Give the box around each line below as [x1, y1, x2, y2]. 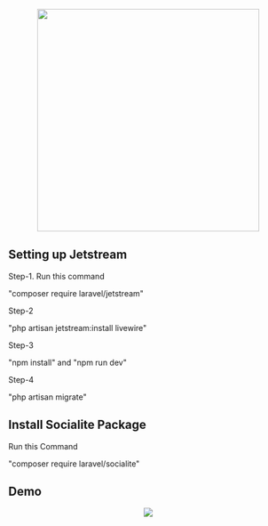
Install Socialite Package [8, 417, 147, 433]
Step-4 [8, 374, 35, 384]
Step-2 [8, 305, 34, 316]
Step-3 [8, 339, 35, 351]
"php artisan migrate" [8, 392, 87, 402]
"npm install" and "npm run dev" [8, 357, 128, 368]
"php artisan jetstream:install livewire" [8, 322, 147, 333]
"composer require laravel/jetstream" [8, 287, 144, 298]
